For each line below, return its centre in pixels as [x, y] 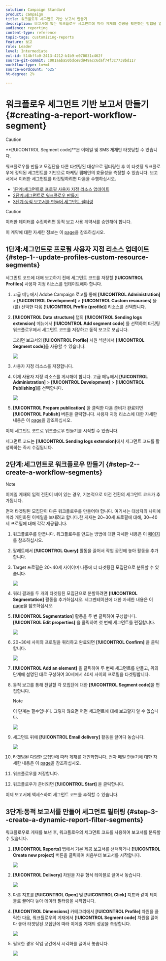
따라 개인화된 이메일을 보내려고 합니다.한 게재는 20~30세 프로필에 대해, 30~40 [82, 517]
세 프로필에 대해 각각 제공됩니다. [37, 524]
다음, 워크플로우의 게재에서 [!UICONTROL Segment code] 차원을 [86, 917]
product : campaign [24, 14]
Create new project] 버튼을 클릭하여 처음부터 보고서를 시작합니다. [77, 855]
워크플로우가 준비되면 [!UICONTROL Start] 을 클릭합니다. [68, 784]
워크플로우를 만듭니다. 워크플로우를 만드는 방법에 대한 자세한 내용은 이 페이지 [86, 534]
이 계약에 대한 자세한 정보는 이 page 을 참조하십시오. [55, 232]
